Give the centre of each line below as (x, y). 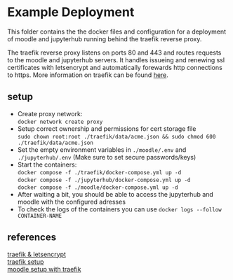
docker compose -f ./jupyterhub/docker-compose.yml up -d (104, 180)
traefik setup (26, 261)
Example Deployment (71, 12)
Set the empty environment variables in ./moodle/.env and (102, 149)
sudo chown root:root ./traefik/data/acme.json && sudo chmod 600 (116, 136)
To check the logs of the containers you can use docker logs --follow (120, 209)
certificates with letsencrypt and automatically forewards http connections (115, 67)
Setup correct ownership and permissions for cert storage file (107, 128)
